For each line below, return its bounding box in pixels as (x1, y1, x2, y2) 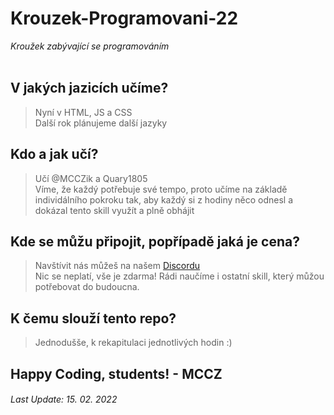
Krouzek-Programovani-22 (10, 7, 239, 30)
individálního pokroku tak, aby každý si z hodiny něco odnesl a (34, 193, 294, 206)
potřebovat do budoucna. (34, 281, 140, 293)
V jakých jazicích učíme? (10, 80, 169, 97)
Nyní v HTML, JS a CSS (34, 106, 133, 118)
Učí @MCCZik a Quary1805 (34, 172, 148, 184)
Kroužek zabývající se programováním (10, 40, 170, 52)
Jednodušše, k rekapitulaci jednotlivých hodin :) (34, 337, 233, 349)
